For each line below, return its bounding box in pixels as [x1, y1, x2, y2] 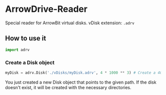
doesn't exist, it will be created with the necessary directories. [5, 84, 132, 90]
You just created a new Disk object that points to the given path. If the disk [5, 79, 157, 85]
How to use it [5, 34, 46, 43]
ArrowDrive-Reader [5, 3, 88, 15]
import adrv [5, 47, 30, 52]
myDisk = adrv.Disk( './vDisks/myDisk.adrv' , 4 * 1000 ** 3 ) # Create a [5, 70, 156, 75]
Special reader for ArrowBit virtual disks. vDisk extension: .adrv [5, 20, 135, 26]
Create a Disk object [5, 59, 55, 66]
